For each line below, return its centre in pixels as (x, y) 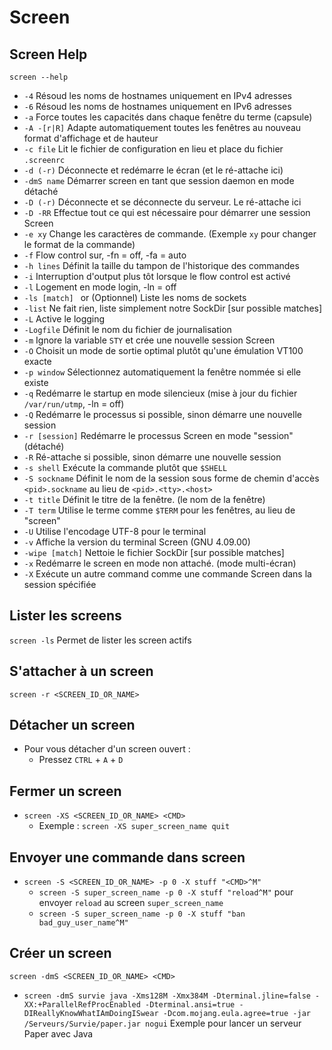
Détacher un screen (72, 725)
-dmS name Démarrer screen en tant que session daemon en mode (159, 180)
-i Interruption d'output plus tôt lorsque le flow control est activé (157, 276)
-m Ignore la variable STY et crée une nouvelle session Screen (149, 340)
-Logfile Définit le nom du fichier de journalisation (127, 329)
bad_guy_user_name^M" (83, 923)
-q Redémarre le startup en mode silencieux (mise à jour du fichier (160, 393)
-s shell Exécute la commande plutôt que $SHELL (125, 467)
